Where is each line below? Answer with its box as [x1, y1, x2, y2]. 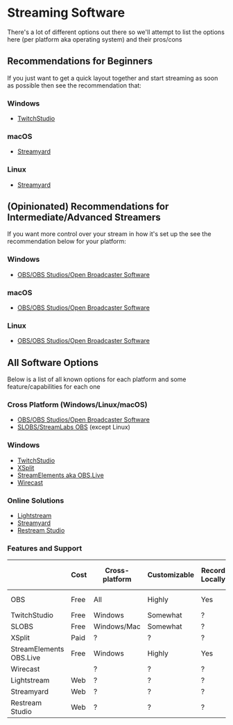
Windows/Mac [93, 622, 141, 631]
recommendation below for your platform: [7, 237, 127, 246]
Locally [200, 574, 226, 584]
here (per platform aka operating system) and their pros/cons [7, 35, 182, 43]
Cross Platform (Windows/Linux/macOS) [7, 400, 148, 410]
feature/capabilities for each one [7, 383, 101, 391]
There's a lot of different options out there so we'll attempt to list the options [7, 28, 225, 36]
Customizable [147, 570, 195, 580]
